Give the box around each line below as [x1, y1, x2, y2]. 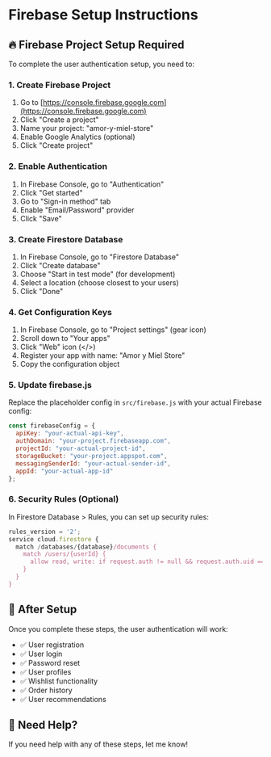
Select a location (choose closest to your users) [19, 277, 179, 288]
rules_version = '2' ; [8, 528, 81, 536]
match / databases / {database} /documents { [15, 543, 157, 551]
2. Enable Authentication [8, 161, 108, 172]
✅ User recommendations [19, 694, 106, 704]
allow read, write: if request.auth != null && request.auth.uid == [29, 557, 265, 566]
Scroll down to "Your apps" [19, 334, 110, 343]
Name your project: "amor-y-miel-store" [19, 124, 154, 133]
